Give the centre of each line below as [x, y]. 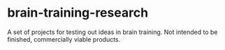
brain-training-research [78, 13]
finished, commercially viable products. [64, 39]
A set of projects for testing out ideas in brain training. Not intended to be [112, 32]
